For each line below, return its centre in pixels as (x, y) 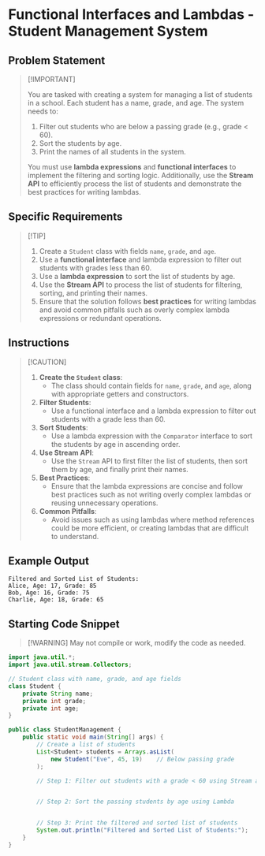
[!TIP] (36, 236)
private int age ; (51, 708)
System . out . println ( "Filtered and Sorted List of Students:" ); (142, 830)
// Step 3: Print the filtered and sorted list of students (137, 823)
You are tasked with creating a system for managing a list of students (140, 95)
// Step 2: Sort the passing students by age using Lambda (136, 802)
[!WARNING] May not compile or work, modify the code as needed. (136, 643)
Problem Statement (57, 60)
